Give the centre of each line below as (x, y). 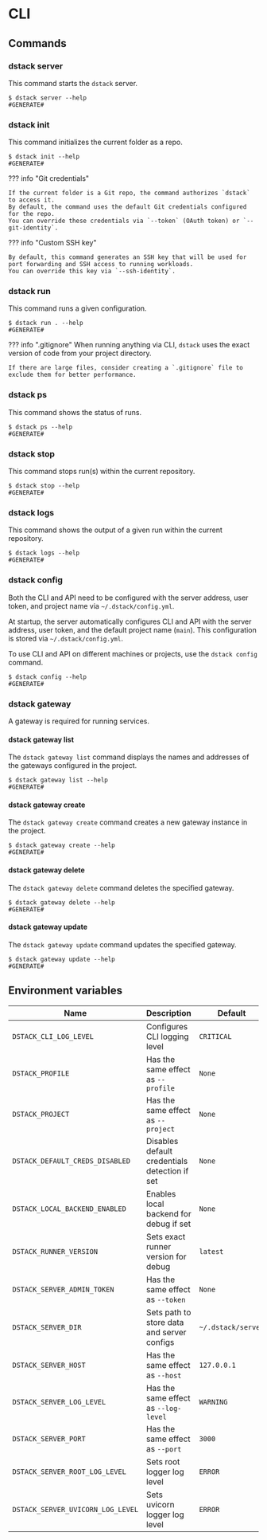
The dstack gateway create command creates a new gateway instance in (128, 822)
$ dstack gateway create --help (62, 845)
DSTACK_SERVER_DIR (47, 1327)
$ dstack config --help (48, 677)
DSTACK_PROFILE (41, 1073)
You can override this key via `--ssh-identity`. (92, 272)
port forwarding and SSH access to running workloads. (101, 265)
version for (166, 1256)
